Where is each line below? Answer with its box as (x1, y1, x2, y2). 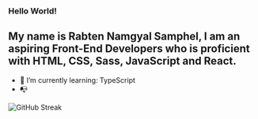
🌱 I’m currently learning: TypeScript (19, 75, 136, 84)
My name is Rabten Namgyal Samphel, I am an (8, 30, 241, 43)
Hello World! (8, 6, 58, 17)
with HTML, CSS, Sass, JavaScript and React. (8, 54, 237, 68)
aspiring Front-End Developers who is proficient (8, 42, 251, 56)
